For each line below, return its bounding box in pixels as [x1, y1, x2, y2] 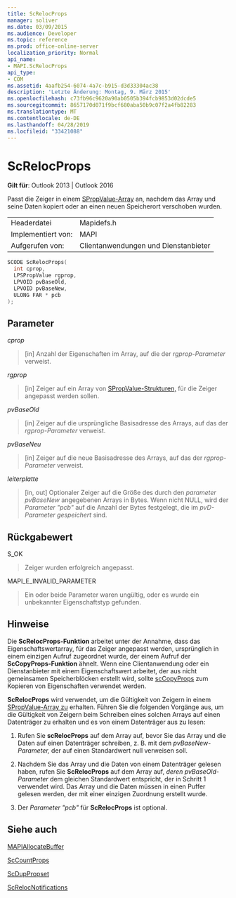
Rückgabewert [7, 531, 73, 543]
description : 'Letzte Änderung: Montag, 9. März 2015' [7, 88, 171, 95]
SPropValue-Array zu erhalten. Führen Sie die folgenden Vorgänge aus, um [7, 703, 224, 711]
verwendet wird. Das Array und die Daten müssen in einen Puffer [17, 782, 206, 791]
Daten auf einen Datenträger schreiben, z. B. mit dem [17, 739, 172, 747]
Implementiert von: [11, 230, 73, 239]
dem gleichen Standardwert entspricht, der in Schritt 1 [49, 774, 206, 783]
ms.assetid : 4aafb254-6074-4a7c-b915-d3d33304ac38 [7, 82, 159, 89]
